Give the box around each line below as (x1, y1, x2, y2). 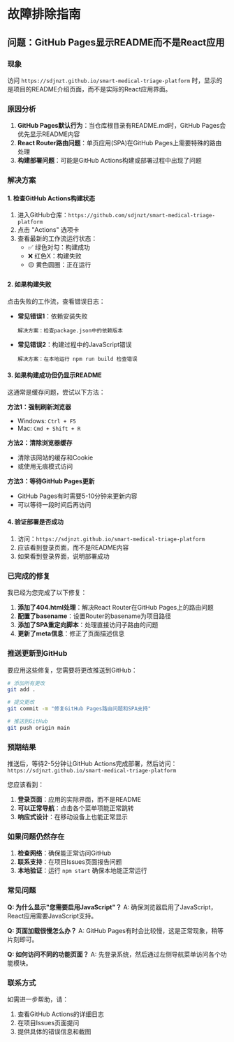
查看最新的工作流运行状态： (17, 235, 98, 243)
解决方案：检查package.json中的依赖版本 (17, 327, 124, 334)
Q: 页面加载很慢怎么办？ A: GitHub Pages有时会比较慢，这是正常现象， (7, 926, 212, 934)
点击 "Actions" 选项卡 (17, 226, 80, 234)
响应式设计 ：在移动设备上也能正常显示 (17, 813, 128, 821)
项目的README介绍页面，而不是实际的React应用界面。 (13, 85, 172, 93)
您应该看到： (7, 780, 44, 789)
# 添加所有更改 (7, 680, 45, 687)
